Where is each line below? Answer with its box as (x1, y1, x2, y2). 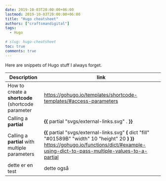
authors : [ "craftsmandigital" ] (5, 21, 70, 26)
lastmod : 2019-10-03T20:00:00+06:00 (5, 12, 81, 17)
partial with (7, 138, 35, 145)
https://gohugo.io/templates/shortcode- (43, 91, 137, 98)
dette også (43, 165, 69, 172)
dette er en (7, 161, 33, 168)
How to (7, 82, 25, 89)
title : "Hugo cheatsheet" (5, 16, 58, 21)
